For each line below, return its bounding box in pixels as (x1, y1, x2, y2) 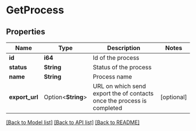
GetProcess (6, 3, 64, 17)
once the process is (93, 97, 147, 105)
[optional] (160, 93, 187, 101)
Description (107, 44, 141, 52)
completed (93, 104, 123, 112)
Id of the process (93, 54, 140, 62)
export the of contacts (93, 90, 154, 97)
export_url (9, 93, 38, 101)
